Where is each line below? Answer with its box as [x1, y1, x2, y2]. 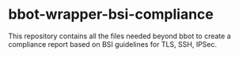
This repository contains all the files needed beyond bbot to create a [8, 31, 231, 41]
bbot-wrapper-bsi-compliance [8, 5, 214, 23]
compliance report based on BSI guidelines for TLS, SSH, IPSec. [8, 39, 218, 48]
